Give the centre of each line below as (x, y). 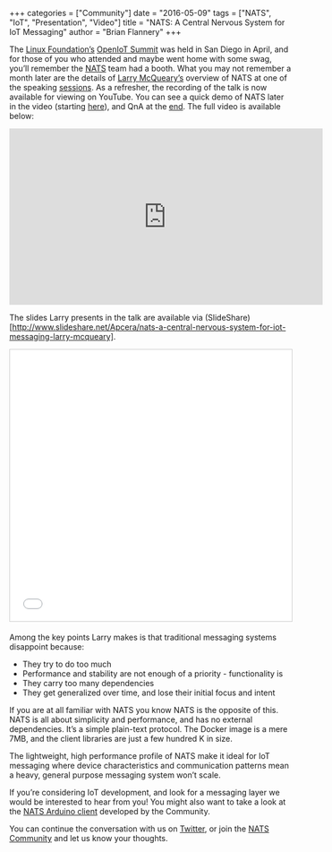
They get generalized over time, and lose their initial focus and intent (149, 693)
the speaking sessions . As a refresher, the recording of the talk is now (138, 87)
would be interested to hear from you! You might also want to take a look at (148, 802)
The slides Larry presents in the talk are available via (106, 318)
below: (21, 116)
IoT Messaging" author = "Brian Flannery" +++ (95, 32)
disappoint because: (47, 647)
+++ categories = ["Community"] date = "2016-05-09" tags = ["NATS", (140, 13)
